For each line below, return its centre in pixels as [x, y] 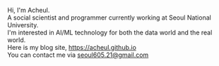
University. [23, 25]
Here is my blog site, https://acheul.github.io [72, 47]
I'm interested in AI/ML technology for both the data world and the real [110, 32]
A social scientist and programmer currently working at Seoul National [109, 18]
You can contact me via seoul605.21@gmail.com [78, 55]
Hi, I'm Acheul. [29, 10]
